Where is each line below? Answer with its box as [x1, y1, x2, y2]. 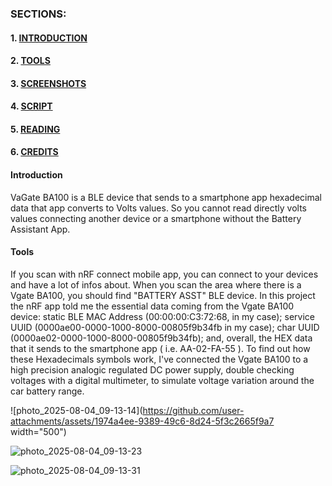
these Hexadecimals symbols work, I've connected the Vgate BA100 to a [10, 353, 309, 365]
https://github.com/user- [142, 404, 245, 416]
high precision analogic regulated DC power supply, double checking [10, 363, 295, 376]
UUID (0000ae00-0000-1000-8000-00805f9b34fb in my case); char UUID [10, 321, 320, 333]
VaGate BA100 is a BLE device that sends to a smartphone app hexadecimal [10, 191, 323, 203]
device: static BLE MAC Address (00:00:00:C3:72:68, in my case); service [10, 310, 315, 322]
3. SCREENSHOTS [10, 77, 87, 89]
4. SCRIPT [10, 100, 53, 112]
